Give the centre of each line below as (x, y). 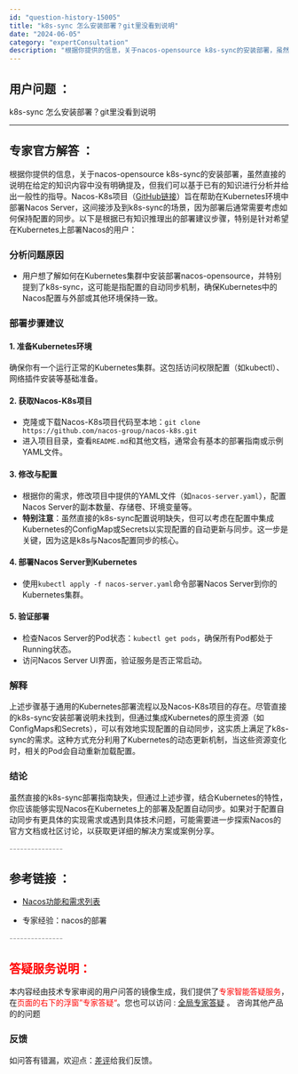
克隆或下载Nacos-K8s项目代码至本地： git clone (111, 422)
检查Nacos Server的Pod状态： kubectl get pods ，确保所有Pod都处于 (147, 637)
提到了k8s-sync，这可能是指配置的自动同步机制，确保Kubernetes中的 (149, 287)
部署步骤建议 (37, 323)
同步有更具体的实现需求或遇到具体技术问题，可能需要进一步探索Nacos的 (149, 820)
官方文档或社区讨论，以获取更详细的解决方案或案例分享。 (114, 830)
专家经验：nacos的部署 (64, 920)
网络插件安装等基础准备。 (56, 379)
